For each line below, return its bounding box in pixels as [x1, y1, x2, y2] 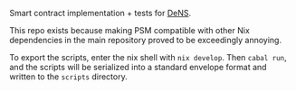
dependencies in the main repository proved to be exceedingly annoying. [9, 35, 282, 45]
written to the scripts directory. [9, 71, 129, 82]
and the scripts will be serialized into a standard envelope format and [9, 62, 267, 72]
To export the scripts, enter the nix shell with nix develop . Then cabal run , [9, 52, 287, 62]
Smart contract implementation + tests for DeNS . [9, 8, 192, 18]
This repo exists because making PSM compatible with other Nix [9, 25, 251, 35]
